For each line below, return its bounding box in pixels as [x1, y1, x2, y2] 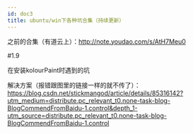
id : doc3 [7, 10, 33, 18]
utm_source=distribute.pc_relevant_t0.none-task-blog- [7, 111, 168, 120]
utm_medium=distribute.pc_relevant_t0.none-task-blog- [7, 96, 171, 104]
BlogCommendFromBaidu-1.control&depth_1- [7, 104, 138, 112]
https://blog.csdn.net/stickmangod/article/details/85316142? [7, 89, 184, 97]
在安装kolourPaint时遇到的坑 [7, 66, 90, 74]
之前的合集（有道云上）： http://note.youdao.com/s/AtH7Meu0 [7, 37, 186, 46]
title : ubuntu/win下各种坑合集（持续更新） [7, 17, 125, 24]
